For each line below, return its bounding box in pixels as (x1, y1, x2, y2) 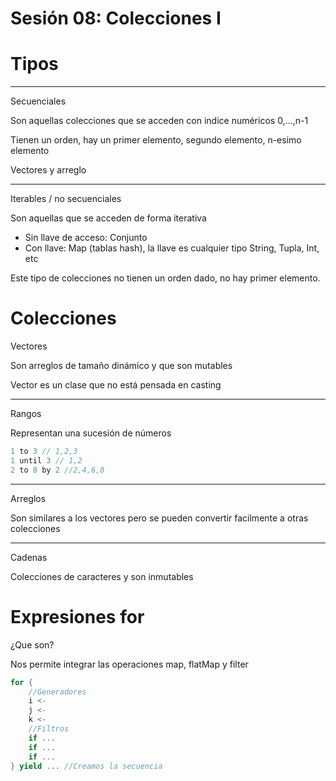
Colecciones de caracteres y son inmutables (10, 570, 194, 582)
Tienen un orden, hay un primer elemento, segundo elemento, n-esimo (10, 134, 302, 146)
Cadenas (10, 551, 48, 563)
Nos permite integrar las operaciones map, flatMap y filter (10, 658, 249, 670)
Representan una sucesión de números (10, 427, 172, 439)
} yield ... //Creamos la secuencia (10, 761, 163, 771)
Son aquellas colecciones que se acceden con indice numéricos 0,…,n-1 (10, 115, 309, 127)
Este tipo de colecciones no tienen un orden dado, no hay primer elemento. (10, 272, 321, 284)
